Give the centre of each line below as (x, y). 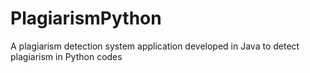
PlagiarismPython (86, 18)
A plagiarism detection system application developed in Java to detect (155, 46)
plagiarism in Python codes (66, 56)
